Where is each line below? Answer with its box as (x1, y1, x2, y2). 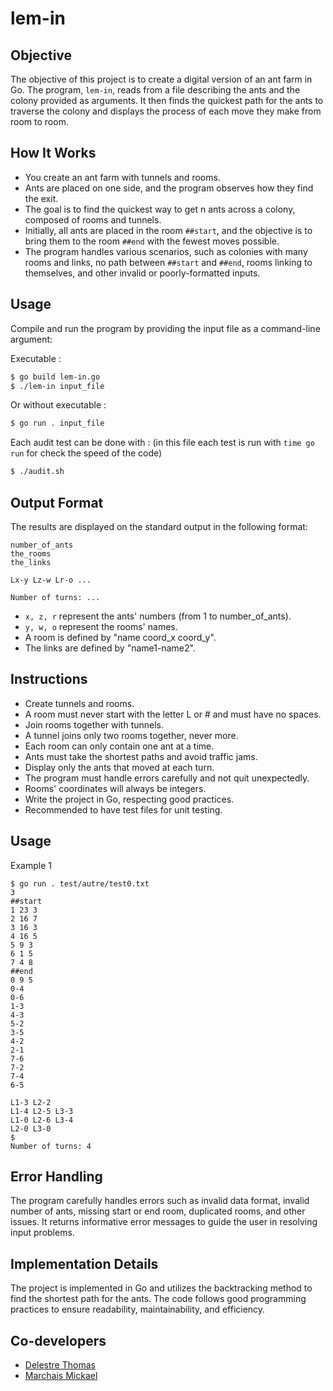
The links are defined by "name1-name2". (24, 642, 196, 654)
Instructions (10, 671, 88, 688)
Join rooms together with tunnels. (24, 718, 165, 731)
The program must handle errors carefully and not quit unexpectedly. (24, 772, 310, 784)
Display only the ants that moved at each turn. (24, 761, 215, 773)
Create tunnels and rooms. (24, 697, 135, 709)
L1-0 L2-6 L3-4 (10, 1115, 74, 1125)
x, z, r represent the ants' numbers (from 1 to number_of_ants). (24, 610, 292, 622)
